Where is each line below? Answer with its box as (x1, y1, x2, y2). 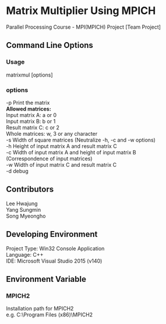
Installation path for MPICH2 (6, 305, 74, 312)
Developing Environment (6, 229, 98, 239)
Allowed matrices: (6, 105, 51, 112)
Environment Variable (6, 274, 86, 284)
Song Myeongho (6, 212, 46, 219)
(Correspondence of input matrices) (6, 155, 93, 162)
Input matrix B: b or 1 (6, 118, 56, 125)
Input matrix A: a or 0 (6, 111, 57, 118)
